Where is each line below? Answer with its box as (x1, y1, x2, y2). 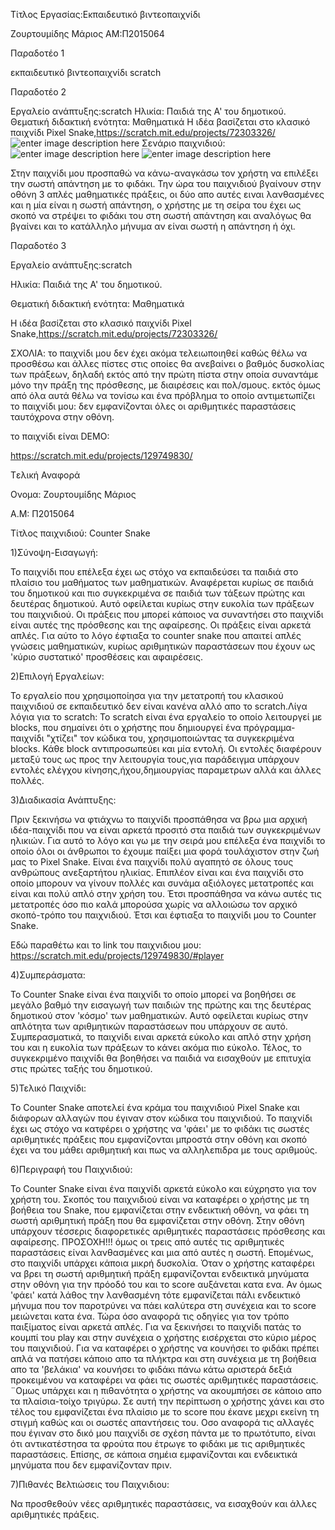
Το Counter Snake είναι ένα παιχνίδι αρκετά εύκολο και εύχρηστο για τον (10, 1183, 317, 1194)
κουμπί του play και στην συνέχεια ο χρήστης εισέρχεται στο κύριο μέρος (10, 1332, 317, 1343)
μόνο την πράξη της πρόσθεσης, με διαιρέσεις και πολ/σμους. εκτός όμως (10, 379, 321, 391)
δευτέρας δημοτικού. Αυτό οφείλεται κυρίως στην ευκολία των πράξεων (10, 598, 315, 609)
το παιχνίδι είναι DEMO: (10, 430, 110, 442)
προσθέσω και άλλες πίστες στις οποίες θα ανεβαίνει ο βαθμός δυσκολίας (10, 358, 325, 369)
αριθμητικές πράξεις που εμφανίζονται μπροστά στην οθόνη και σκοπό (10, 1134, 308, 1145)
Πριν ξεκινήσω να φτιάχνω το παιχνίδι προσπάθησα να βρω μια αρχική (10, 814, 308, 825)
